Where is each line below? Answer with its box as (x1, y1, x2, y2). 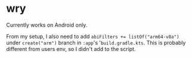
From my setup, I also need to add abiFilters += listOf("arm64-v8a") (6, 33, 180, 40)
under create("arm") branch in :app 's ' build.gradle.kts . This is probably (6, 39, 186, 46)
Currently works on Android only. (6, 21, 88, 28)
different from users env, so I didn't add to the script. (6, 45, 136, 52)
